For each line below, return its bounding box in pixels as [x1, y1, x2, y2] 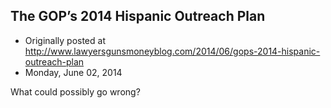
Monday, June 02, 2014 [24, 66, 123, 78]
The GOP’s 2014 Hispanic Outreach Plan [10, 8, 266, 25]
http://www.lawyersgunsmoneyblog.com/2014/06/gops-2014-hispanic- [24, 45, 321, 57]
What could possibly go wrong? [10, 85, 141, 98]
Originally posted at [24, 34, 106, 46]
